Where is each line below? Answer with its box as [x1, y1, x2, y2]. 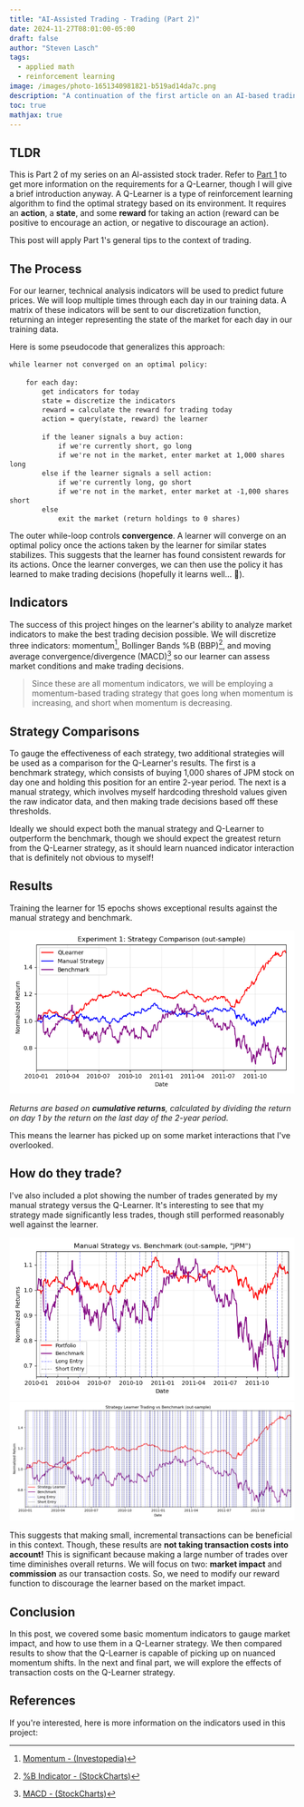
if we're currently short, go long [57, 442, 193, 451]
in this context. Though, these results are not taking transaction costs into [9, 1539, 290, 1550]
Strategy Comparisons [9, 724, 140, 739]
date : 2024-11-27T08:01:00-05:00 [9, 24, 136, 34]
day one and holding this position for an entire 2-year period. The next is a [9, 777, 287, 787]
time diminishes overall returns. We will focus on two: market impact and [9, 1558, 282, 1569]
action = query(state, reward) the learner [42, 415, 208, 424]
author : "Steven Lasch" [9, 44, 100, 53]
